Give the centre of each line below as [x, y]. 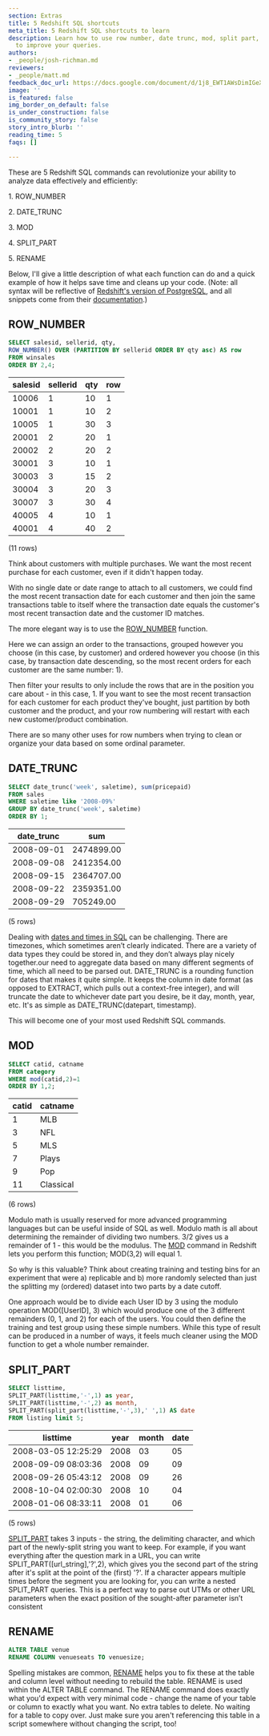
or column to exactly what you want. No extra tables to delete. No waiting [129, 1707]
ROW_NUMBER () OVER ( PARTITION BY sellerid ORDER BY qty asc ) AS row [125, 350]
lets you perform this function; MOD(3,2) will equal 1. [95, 1254]
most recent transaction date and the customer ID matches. [106, 613]
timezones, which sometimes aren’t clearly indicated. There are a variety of [132, 945]
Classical [57, 1184]
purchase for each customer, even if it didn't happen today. [106, 572]
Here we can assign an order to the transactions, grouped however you [126, 644]
